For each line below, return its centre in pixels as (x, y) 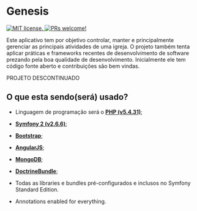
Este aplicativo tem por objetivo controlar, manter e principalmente (90, 40)
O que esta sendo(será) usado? (67, 97)
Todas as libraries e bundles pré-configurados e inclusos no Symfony (103, 183)
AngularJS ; (30, 147)
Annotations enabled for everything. (61, 201)
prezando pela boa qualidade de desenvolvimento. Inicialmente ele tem (96, 59)
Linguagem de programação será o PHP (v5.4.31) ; (79, 112)
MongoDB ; (29, 159)
